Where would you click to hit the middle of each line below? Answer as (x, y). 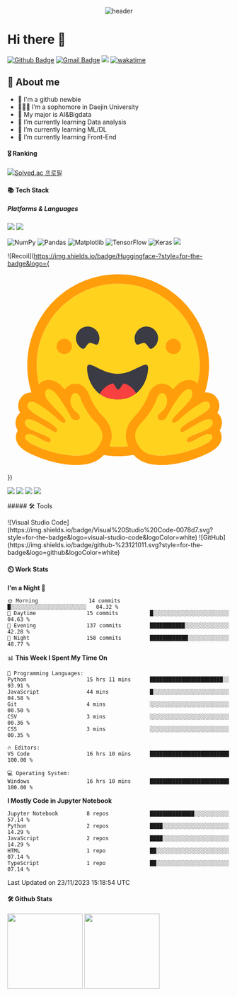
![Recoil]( (21, 256)
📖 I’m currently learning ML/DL (62, 129)
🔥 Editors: (24, 748)
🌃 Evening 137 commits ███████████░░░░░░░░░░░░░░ (118, 625)
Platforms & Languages (43, 209)
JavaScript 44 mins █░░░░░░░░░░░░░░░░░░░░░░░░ (118, 692)
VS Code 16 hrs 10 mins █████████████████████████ (118, 754)
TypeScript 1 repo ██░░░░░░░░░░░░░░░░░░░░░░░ (118, 863)
